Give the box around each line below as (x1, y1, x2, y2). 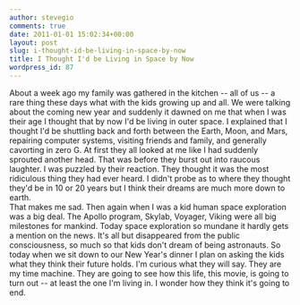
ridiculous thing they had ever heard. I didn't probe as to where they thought (9, 173, 291, 183)
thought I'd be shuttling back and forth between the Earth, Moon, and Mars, (9, 125, 288, 136)
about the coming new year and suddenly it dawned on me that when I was (9, 106, 287, 117)
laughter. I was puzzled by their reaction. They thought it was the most (9, 163, 270, 174)
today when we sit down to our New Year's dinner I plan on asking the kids (9, 249, 285, 259)
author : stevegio (9, 13, 74, 22)
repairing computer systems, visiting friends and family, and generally (9, 135, 267, 146)
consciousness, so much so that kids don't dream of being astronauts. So (9, 239, 281, 250)
